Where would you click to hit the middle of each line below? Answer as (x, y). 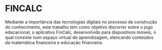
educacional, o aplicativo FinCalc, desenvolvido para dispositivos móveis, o (81, 32)
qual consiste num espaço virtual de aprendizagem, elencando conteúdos (79, 37)
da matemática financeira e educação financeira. (54, 42)
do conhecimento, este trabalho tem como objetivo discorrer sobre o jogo (79, 27)
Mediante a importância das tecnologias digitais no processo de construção (81, 22)
